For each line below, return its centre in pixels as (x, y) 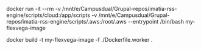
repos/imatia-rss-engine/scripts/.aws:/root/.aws (66, 21)
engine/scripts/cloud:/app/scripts (48, 15)
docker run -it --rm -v (33, 9)
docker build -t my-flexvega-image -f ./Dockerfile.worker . (79, 40)
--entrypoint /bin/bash (156, 21)
